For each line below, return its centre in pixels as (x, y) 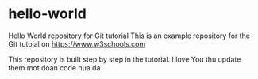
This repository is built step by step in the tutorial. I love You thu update (125, 59)
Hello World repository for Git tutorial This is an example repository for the (129, 36)
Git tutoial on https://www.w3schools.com (77, 43)
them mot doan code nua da (54, 67)
